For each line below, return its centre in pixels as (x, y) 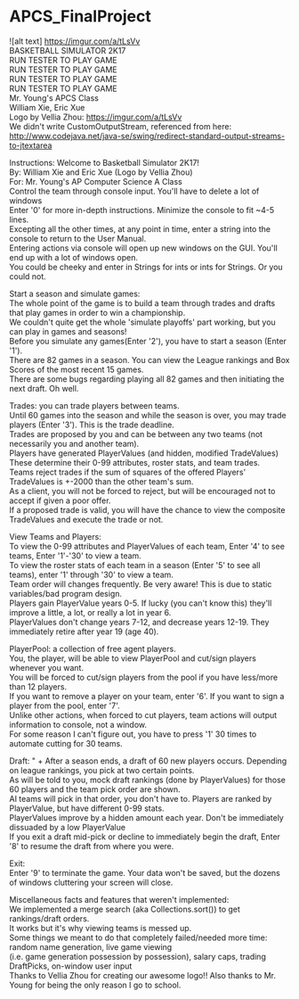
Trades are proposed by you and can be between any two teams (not (136, 433)
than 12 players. (38, 686)
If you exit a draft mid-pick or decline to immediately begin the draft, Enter (145, 837)
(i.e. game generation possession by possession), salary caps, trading (138, 956)
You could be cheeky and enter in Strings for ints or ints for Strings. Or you (146, 267)
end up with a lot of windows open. (74, 257)
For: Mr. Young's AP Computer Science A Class (96, 181)
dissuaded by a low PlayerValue (68, 827)
